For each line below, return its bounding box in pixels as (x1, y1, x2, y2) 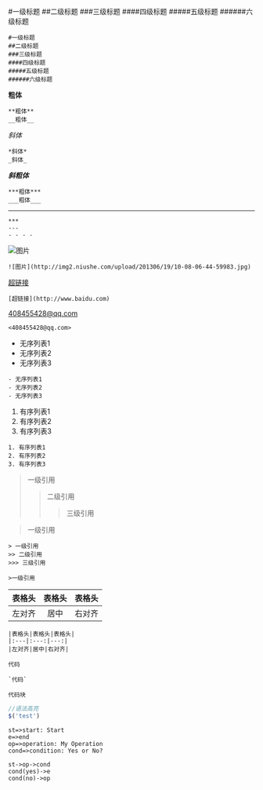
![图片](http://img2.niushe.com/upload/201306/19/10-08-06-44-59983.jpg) (8, 263, 252, 271)
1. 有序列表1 (8, 444, 46, 452)
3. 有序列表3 (8, 460, 46, 468)
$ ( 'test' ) (8, 711, 41, 720)
